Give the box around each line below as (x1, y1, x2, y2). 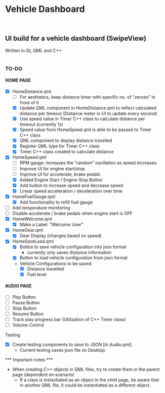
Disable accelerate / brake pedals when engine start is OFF (12, 210, 133, 216)
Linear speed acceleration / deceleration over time (19, 188, 123, 194)
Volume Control (12, 322, 44, 328)
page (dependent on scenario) (12, 372, 75, 378)
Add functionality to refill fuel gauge (19, 199, 93, 205)
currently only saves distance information (27, 250, 112, 256)
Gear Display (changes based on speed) (19, 233, 102, 239)
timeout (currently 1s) (19, 122, 63, 128)
